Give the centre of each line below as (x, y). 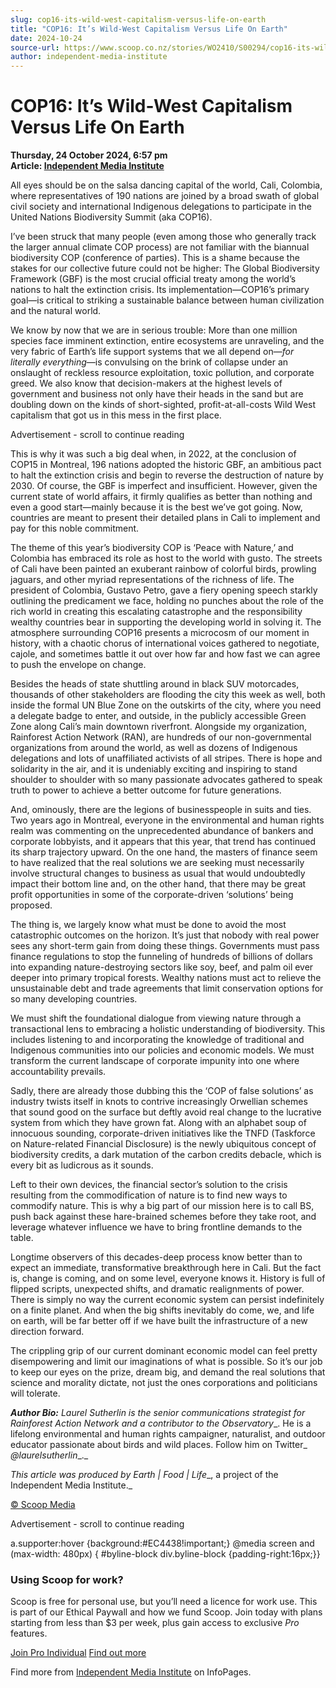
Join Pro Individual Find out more (78, 1653)
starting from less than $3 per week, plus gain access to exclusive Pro (155, 1623)
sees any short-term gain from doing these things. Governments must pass (165, 946)
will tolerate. (35, 1393)
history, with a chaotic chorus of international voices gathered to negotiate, (165, 643)
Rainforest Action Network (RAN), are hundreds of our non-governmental (161, 737)
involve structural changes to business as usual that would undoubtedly (158, 873)
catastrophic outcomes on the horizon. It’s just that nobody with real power (165, 935)
